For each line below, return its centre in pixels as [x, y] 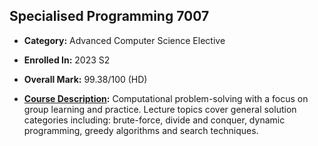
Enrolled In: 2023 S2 [67, 60]
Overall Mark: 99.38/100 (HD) [85, 79]
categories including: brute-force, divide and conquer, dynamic [154, 120]
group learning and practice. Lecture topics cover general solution [160, 109]
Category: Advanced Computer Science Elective [124, 40]
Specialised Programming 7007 [109, 16]
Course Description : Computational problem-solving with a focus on [166, 98]
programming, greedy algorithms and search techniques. [141, 130]
